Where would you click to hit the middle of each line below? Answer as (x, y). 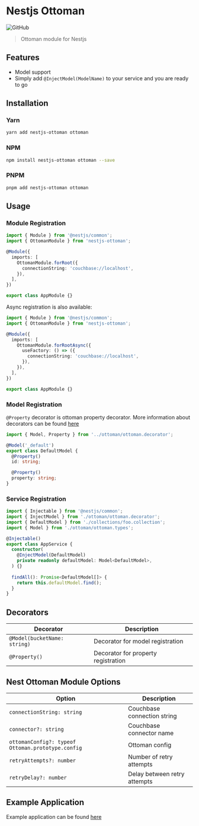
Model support (33, 72)
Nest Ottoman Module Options (63, 682)
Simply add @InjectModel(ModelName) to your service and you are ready (102, 78)
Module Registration (36, 223)
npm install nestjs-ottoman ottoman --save (61, 160)
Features (23, 58)
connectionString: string (46, 712)
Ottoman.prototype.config (46, 748)
